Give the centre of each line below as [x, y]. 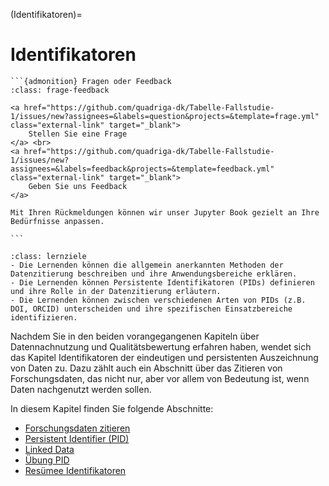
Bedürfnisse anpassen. [57, 221]
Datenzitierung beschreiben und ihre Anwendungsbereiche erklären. [154, 274]
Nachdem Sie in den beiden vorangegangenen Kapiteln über [135, 336]
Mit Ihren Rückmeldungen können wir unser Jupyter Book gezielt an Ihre [165, 212]
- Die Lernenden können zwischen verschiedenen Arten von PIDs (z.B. [158, 300]
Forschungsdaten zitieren [77, 428]
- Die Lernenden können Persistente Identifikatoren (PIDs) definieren [162, 282]
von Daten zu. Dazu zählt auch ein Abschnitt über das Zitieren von [146, 368]
